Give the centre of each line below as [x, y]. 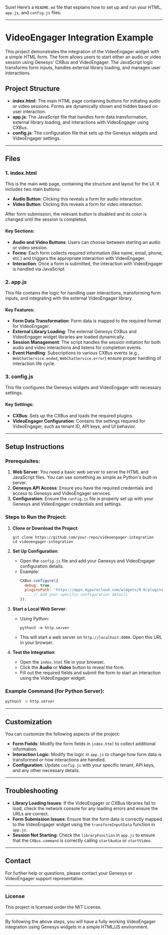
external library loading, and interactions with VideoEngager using [80, 122]
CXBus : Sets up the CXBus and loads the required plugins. [73, 415]
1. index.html [21, 173]
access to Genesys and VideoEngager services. [62, 493]
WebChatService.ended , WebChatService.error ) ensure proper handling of [87, 358]
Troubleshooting [32, 791]
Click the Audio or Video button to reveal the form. [72, 667]
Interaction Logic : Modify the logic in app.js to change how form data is [87, 754]
